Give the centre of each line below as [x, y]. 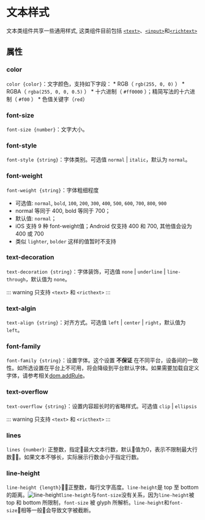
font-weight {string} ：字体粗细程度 [53, 190]
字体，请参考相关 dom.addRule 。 [47, 376]
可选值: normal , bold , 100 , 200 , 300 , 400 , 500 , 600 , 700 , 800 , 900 [91, 203]
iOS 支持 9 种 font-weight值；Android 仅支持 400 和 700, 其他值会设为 [104, 226]
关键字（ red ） [70, 99]
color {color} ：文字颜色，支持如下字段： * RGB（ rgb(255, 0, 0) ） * [95, 84]
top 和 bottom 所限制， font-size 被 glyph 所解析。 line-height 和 [88, 503]
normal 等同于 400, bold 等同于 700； [63, 210]
